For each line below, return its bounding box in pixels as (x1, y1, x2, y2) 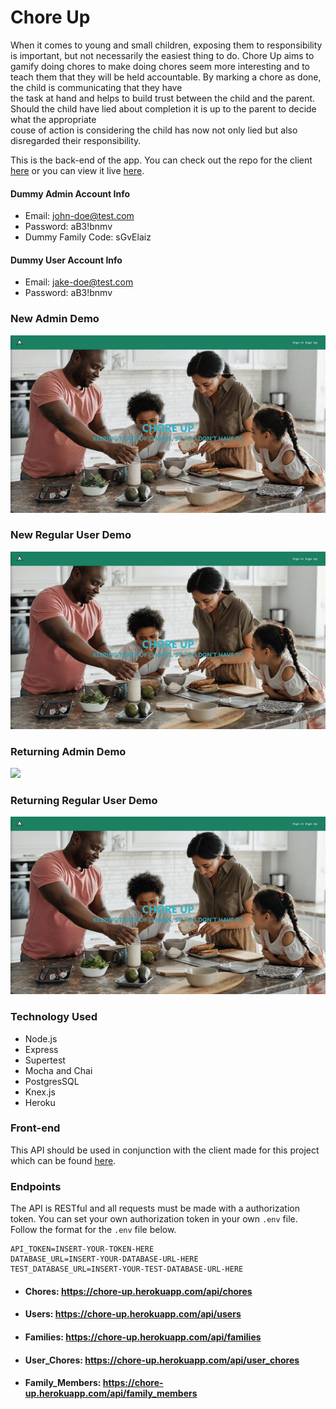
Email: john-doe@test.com (24, 210, 135, 222)
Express (24, 1043, 59, 1055)
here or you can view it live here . (10, 164, 145, 176)
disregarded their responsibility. (10, 134, 142, 146)
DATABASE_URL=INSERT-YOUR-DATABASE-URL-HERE (10, 1254, 199, 1265)
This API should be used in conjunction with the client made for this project (10, 1144, 320, 1156)
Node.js (24, 1032, 58, 1045)
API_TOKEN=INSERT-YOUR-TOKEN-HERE (10, 1244, 155, 1255)
